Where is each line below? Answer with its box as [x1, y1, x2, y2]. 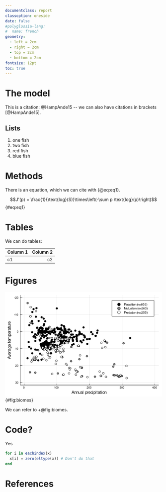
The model [5, 88, 51, 99]
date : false [5, 18, 30, 23]
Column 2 [32, 249, 53, 255]
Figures [5, 275, 37, 287]
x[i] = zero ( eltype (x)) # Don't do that [9, 456, 94, 461]
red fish [12, 148, 28, 154]
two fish [12, 142, 29, 148]
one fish [12, 137, 29, 143]
